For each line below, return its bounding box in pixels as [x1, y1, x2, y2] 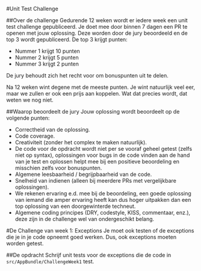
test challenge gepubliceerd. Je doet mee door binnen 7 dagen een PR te [6, 23, 188, 30]
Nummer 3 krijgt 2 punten [14, 60, 79, 67]
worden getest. [6, 240, 44, 247]
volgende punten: [6, 114, 50, 121]
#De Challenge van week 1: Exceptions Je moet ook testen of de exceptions [6, 227, 194, 234]
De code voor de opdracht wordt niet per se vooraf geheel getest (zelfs [14, 145, 193, 152]
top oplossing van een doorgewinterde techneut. [14, 202, 136, 210]
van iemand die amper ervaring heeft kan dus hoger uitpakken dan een [14, 196, 191, 203]
